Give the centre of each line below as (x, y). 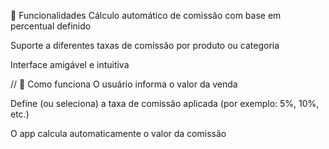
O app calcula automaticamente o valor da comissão (118, 133)
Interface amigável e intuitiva (70, 64)
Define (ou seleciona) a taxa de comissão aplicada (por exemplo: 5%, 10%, (165, 103)
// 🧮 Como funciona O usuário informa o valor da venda (124, 84)
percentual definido (51, 26)
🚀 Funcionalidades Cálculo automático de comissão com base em (146, 15)
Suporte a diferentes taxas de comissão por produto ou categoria (145, 45)
